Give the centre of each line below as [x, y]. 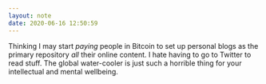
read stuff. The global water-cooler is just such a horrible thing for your [125, 63]
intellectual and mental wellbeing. [63, 71]
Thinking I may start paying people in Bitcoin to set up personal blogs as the [133, 46]
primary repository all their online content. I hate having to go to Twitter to [130, 54]
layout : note [30, 16]
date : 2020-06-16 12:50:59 [53, 23]
